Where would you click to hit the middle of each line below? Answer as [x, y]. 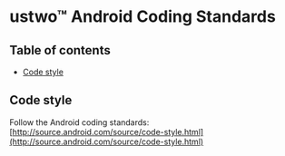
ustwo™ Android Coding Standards [143, 17]
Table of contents [60, 50]
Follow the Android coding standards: [79, 122]
